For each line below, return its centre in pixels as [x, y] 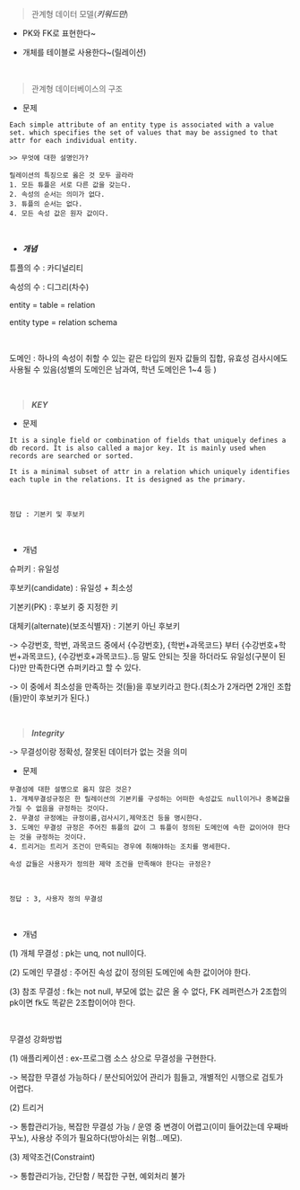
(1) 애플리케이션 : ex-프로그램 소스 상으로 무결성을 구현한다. [113, 1058]
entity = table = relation [52, 305]
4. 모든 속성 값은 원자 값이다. [59, 214]
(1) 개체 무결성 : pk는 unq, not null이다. [78, 953]
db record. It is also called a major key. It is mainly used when [138, 448]
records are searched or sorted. [72, 456]
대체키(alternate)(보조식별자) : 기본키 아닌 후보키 [95, 626]
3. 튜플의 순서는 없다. [46, 204]
